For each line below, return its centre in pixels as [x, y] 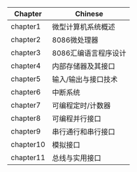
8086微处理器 [75, 40]
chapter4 [26, 66]
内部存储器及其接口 [84, 66]
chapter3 [26, 53]
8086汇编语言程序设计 [89, 53]
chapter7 [26, 105]
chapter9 [26, 131]
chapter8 [26, 118]
